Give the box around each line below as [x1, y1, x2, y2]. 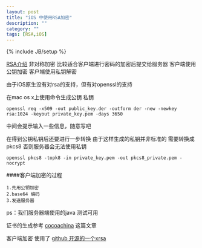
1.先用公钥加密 [6, 185, 39, 191]
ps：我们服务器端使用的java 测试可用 [6, 209, 99, 217]
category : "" [6, 25, 39, 32]
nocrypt [6, 160, 26, 166]
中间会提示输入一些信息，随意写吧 [6, 122, 91, 130]
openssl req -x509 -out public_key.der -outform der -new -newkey [6, 106, 177, 112]
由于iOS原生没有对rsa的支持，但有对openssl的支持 [6, 81, 133, 88]
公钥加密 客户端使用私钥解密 [6, 68, 77, 76]
